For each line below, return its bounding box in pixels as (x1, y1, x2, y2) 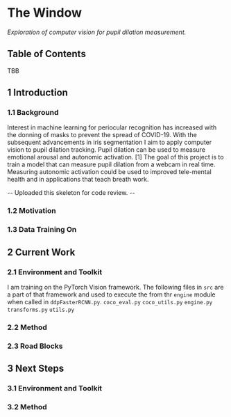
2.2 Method (7, 322, 47, 332)
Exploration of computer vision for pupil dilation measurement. (7, 28, 187, 36)
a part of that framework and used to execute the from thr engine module (7, 290, 216, 299)
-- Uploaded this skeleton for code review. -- (7, 189, 135, 197)
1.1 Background (7, 108, 59, 118)
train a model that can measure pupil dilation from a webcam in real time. (7, 160, 216, 168)
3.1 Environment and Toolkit (7, 384, 103, 393)
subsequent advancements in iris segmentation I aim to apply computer (7, 138, 212, 147)
